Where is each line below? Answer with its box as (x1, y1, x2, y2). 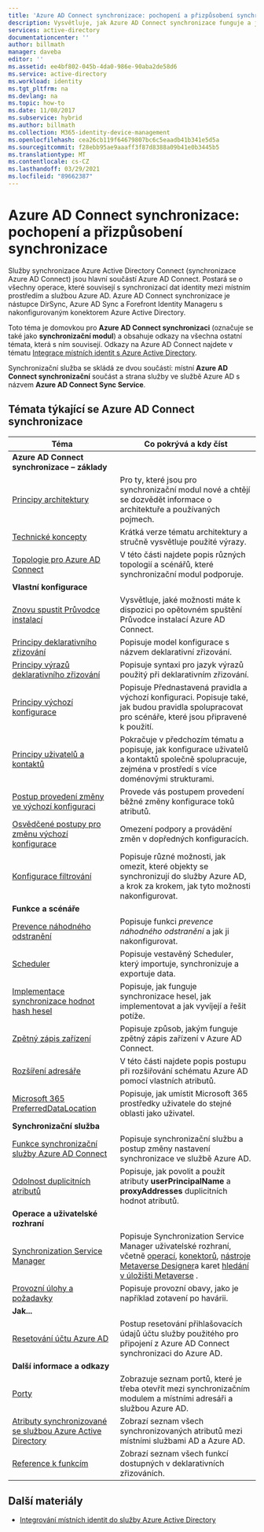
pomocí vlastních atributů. (119, 1075, 216, 1086)
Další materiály (8, 1494, 83, 1508)
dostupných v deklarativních (119, 1457, 225, 1468)
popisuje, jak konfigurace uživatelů (119, 744, 249, 755)
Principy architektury (12, 493, 89, 504)
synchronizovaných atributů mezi (119, 1425, 243, 1436)
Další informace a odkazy (12, 1360, 110, 1371)
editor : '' (8, 56, 44, 64)
